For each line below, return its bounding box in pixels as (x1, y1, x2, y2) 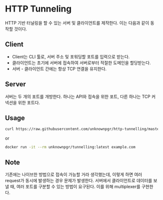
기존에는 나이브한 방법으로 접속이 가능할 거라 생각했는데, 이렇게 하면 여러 (5, 171, 142, 177)
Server (5, 80, 26, 88)
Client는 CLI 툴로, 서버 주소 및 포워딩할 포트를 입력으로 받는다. (12, 54, 130, 59)
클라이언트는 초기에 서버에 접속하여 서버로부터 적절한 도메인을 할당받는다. (12, 59, 151, 66)
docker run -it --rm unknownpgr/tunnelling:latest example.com (5, 145, 136, 150)
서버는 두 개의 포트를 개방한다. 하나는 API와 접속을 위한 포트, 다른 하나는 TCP (5, 93, 150, 100)
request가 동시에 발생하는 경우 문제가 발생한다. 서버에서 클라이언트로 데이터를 (5, 177, 152, 183)
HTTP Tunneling (5, 3, 72, 14)
